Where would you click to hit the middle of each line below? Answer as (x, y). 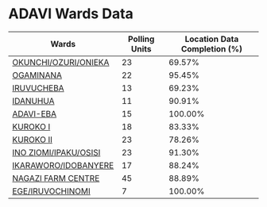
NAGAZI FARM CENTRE (56, 178)
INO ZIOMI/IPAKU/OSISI (56, 152)
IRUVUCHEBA (39, 88)
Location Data (212, 39)
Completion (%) (212, 48)
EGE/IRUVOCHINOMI (52, 191)
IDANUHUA (33, 101)
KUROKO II (33, 140)
